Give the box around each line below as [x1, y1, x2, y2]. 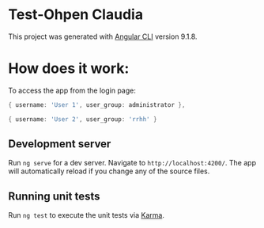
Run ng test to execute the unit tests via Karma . [8, 211, 164, 220]
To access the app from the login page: [8, 85, 137, 95]
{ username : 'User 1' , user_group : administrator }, [8, 101, 186, 108]
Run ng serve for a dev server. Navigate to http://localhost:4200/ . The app [8, 158, 257, 168]
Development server [8, 137, 111, 151]
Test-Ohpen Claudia [8, 6, 144, 24]
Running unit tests [8, 189, 100, 203]
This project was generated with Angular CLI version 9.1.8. [8, 32, 198, 41]
